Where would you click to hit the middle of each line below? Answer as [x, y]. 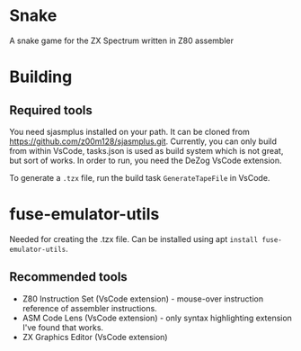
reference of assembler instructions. [89, 308]
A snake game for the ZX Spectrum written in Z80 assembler [122, 40]
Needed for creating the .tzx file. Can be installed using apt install [134, 238]
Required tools [51, 110]
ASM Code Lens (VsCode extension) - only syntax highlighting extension [157, 318]
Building [41, 77]
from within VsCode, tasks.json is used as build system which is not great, [146, 150]
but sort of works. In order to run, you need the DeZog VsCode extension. [146, 160]
